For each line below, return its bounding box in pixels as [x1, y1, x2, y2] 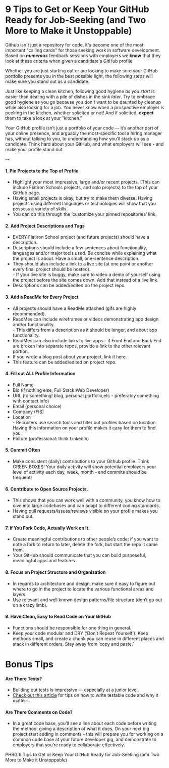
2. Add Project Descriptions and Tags [5, 222, 85, 229]
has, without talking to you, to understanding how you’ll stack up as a [5, 135, 149, 142]
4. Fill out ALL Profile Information [5, 371, 76, 377]
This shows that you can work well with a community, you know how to [12, 497, 160, 504]
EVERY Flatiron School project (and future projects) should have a [12, 234, 150, 240]
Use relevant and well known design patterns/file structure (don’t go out [12, 597, 162, 603]
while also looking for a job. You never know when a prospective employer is [5, 104, 164, 110]
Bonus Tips [5, 658, 54, 670]
